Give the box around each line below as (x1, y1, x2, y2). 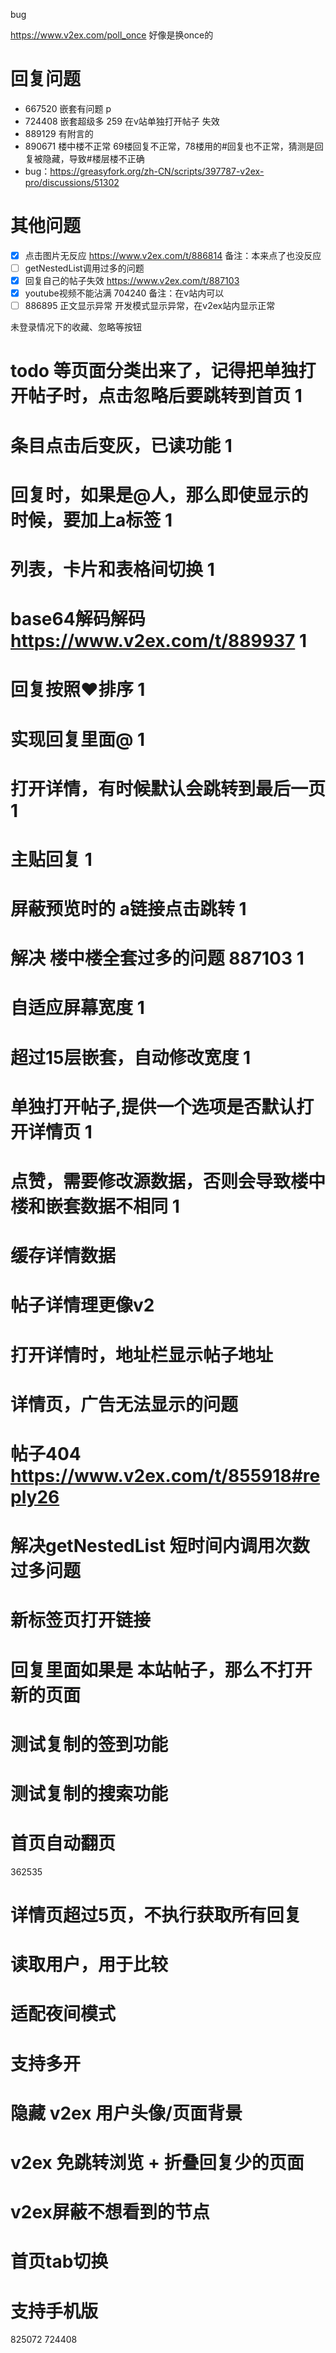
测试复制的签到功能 (10, 1733, 169, 1756)
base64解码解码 (10, 608, 146, 631)
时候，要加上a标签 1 (10, 509, 173, 531)
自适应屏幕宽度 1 (10, 997, 145, 1019)
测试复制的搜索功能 (10, 1782, 169, 1805)
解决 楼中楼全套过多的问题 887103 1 (10, 947, 305, 970)
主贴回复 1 (10, 848, 93, 871)
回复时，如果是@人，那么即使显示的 (10, 484, 309, 506)
